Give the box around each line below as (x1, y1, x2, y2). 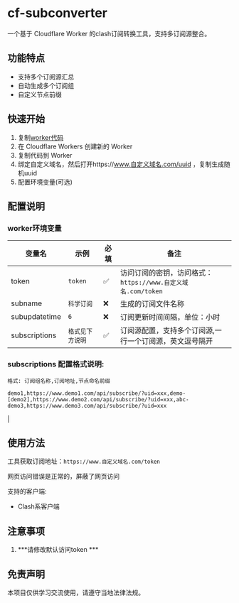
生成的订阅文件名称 (119, 299, 185, 309)
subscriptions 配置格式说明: (7, 359, 105, 369)
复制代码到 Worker (17, 151, 73, 159)
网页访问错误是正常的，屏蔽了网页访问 (7, 472, 119, 481)
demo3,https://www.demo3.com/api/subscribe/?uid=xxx (7, 402, 167, 409)
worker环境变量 (7, 223, 62, 233)
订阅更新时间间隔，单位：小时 (119, 313, 221, 322)
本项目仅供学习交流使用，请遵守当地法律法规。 (7, 588, 144, 597)
